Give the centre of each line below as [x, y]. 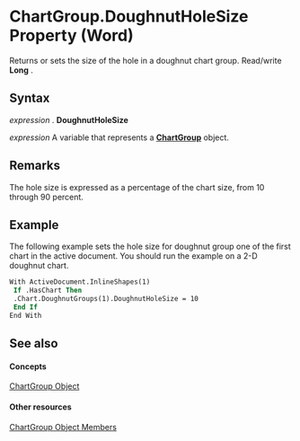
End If [26, 307]
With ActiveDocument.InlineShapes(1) [80, 282]
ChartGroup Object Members [63, 427]
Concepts [28, 366]
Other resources [40, 407]
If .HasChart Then [48, 291]
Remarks [35, 166]
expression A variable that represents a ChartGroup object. [119, 137]
